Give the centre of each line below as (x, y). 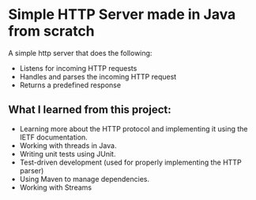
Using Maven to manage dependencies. (85, 179)
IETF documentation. (54, 137)
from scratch (51, 31)
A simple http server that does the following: (80, 53)
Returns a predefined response (70, 85)
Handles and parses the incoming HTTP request (98, 76)
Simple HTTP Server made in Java (122, 15)
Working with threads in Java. (68, 145)
